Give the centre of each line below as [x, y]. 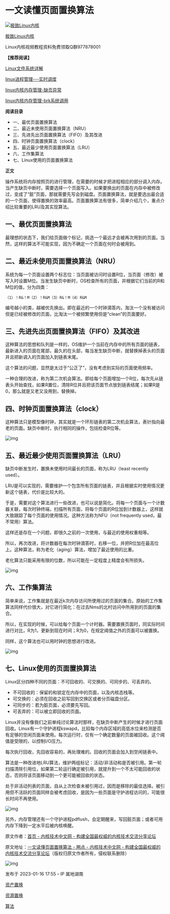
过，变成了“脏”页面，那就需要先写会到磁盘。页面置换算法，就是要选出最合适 [85, 194]
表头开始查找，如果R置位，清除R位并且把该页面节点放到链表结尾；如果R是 [83, 385]
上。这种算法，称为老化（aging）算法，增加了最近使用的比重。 [71, 550]
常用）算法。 [23, 522]
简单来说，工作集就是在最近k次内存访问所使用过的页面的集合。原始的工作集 [84, 600]
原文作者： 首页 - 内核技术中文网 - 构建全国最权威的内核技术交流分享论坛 [81, 836]
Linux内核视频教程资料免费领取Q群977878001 [53, 47]
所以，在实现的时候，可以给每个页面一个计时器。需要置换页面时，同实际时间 [85, 624]
